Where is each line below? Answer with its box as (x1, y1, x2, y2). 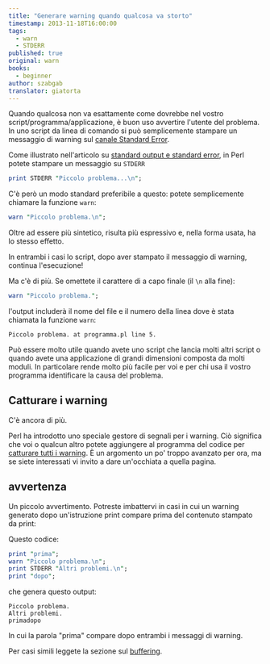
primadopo (8, 616, 42, 625)
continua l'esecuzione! (8, 261, 84, 270)
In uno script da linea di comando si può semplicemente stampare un (8, 126, 238, 136)
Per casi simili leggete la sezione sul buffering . (8, 646, 163, 656)
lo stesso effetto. (8, 236, 64, 246)
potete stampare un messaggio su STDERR (8, 159, 145, 169)
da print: (8, 518, 36, 528)
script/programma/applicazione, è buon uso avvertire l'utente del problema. (8, 118, 260, 127)
